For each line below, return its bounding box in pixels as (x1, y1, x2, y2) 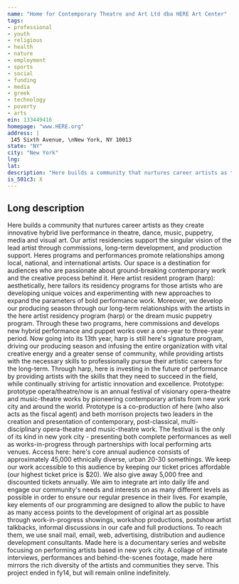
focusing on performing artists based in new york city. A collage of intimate (7, 546, 228, 555)
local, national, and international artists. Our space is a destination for (7, 259, 211, 267)
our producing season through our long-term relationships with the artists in (7, 304, 230, 313)
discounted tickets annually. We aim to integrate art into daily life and (7, 478, 209, 487)
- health (7, 43, 33, 51)
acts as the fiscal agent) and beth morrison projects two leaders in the (7, 410, 213, 418)
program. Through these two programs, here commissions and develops (7, 319, 220, 328)
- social (7, 70, 33, 77)
